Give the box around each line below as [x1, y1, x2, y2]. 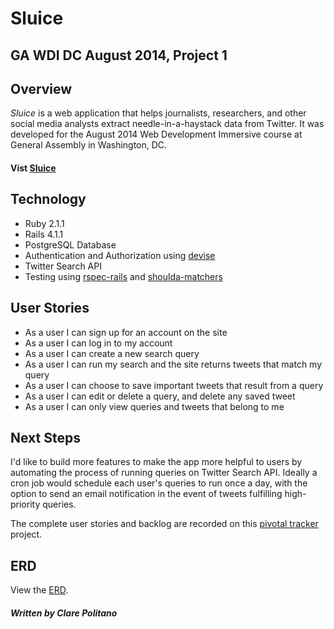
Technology [10, 191, 87, 208]
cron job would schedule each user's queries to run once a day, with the [10, 477, 308, 489]
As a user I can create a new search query [24, 347, 200, 359]
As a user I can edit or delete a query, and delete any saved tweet [24, 390, 296, 402]
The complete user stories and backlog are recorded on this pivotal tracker [10, 518, 319, 530]
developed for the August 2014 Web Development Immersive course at [10, 128, 303, 141]
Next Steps [10, 430, 81, 446]
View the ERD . [10, 584, 69, 596]
